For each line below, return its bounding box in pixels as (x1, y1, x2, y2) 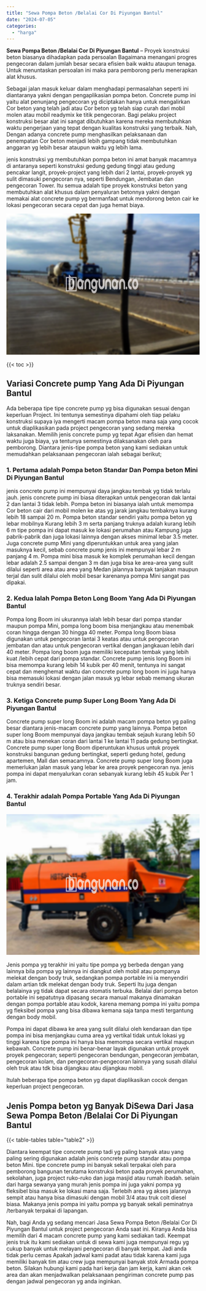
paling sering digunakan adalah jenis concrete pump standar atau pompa (6, 1155, 191, 1162)
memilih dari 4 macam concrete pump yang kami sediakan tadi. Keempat (6, 1232, 191, 1239)
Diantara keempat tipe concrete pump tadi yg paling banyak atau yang (6, 1148, 184, 1156)
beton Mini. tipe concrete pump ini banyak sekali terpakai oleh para (6, 1161, 177, 1169)
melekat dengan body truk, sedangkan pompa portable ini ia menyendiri (6, 974, 188, 982)
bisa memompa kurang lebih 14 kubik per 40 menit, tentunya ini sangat (6, 661, 186, 669)
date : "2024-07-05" (6, 16, 56, 23)
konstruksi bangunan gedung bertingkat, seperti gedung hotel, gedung (6, 751, 186, 758)
